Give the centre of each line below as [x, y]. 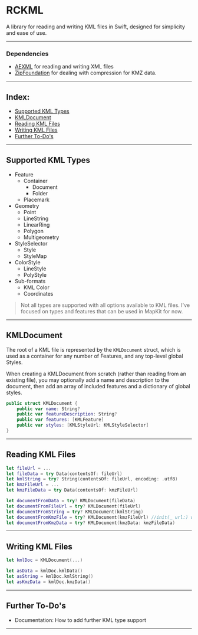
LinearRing [37, 224]
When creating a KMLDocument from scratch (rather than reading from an [96, 374]
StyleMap [35, 256]
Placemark [37, 199]
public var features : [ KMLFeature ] [60, 420]
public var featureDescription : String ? [67, 414]
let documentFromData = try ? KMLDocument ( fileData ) [71, 501]
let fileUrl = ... [29, 468]
